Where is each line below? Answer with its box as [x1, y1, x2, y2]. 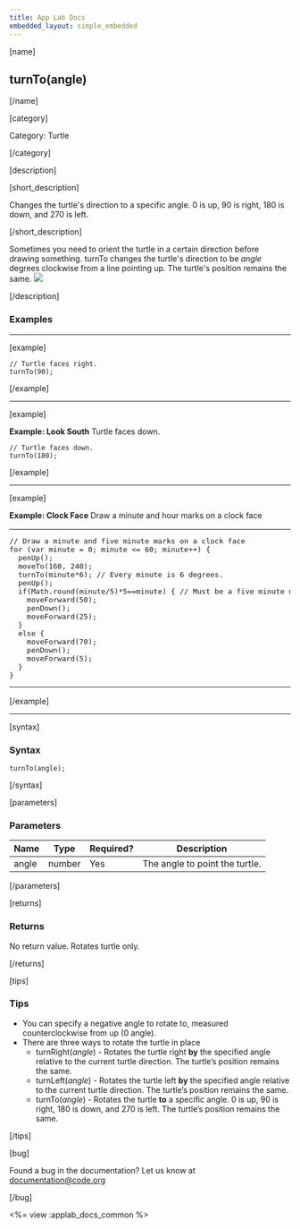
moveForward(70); [26, 636, 97, 646]
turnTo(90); [9, 367, 54, 376]
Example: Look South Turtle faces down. [9, 426, 161, 437]
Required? [88, 842, 134, 855]
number [47, 858, 81, 870]
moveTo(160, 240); [17, 561, 93, 571]
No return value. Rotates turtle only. [9, 941, 140, 952]
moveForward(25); [26, 611, 97, 621]
